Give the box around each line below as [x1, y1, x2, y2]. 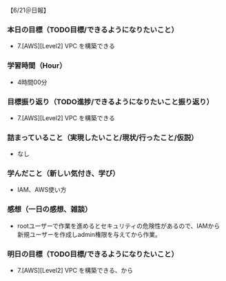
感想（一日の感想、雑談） [7, 204, 92, 214]
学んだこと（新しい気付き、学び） [7, 168, 120, 178]
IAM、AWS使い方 [17, 186, 67, 194]
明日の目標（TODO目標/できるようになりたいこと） [7, 249, 178, 259]
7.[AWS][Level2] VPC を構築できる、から [17, 267, 133, 275]
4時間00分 [17, 78, 48, 86]
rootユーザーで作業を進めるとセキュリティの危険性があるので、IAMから [17, 222, 220, 230]
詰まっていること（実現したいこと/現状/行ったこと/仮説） [7, 133, 198, 142]
